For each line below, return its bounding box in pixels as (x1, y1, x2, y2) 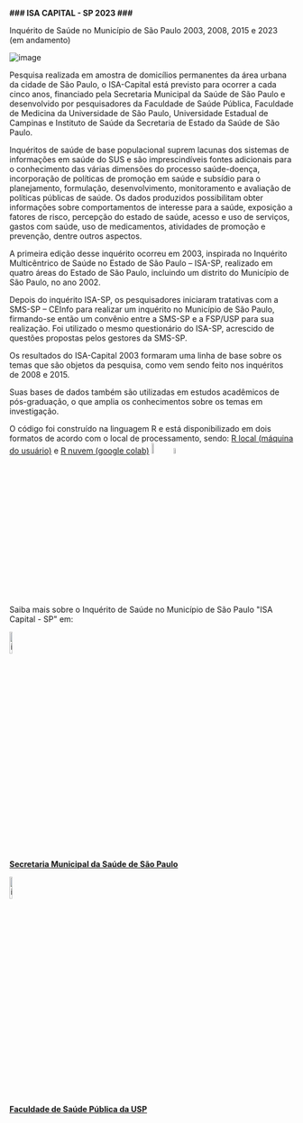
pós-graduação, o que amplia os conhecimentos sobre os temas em (9, 397, 263, 406)
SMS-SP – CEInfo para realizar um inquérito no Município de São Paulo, (9, 304, 275, 315)
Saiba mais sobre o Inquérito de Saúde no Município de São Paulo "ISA (9, 604, 273, 615)
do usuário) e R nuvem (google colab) (9, 445, 150, 456)
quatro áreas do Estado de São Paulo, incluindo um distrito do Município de (9, 268, 289, 278)
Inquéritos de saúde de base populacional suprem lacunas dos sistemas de (9, 144, 289, 155)
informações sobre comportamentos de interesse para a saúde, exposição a (9, 202, 293, 213)
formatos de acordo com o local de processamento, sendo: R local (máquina (9, 433, 294, 443)
